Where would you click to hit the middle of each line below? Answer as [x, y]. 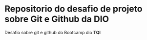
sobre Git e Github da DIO [57, 19]
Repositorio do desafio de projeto [73, 9]
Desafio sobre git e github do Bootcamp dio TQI [53, 32]
